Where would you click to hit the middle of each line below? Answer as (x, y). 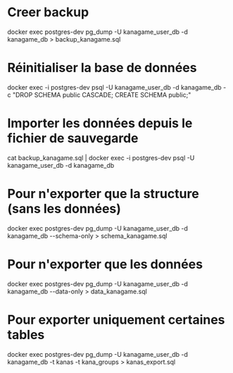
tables (26, 335)
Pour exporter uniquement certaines (116, 320)
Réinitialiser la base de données (102, 68)
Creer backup (48, 12)
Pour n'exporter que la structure (103, 194)
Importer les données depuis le (100, 123)
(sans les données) (64, 209)
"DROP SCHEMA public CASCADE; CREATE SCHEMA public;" (102, 94)
